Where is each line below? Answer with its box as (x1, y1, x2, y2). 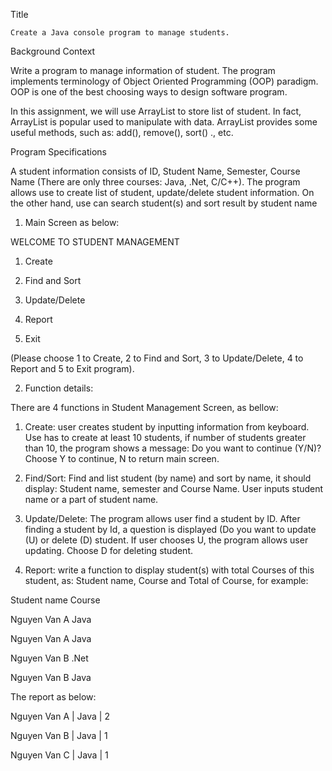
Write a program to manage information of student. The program (10, 65, 276, 76)
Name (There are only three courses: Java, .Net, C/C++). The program (10, 176, 301, 188)
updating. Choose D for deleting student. (24, 545, 193, 556)
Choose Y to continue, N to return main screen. (24, 453, 220, 464)
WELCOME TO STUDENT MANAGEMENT (10, 236, 180, 248)
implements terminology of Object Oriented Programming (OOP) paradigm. (10, 75, 319, 87)
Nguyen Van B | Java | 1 (10, 730, 108, 741)
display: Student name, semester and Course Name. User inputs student (24, 483, 324, 494)
